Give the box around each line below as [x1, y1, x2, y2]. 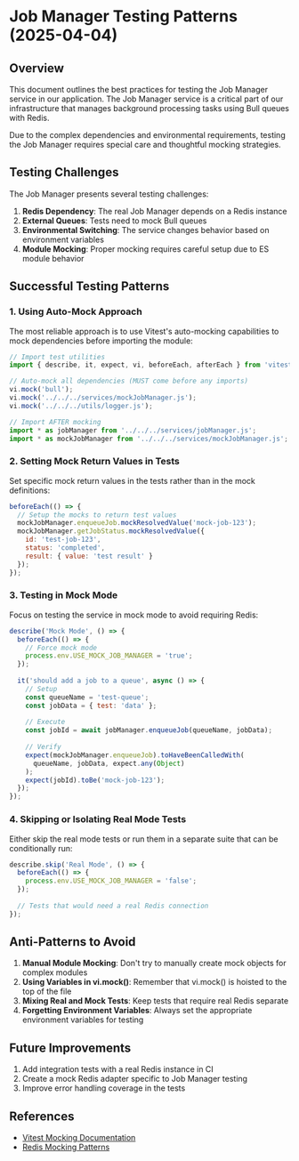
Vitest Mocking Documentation [21, 1133, 136, 1143]
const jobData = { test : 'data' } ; [25, 701, 158, 710]
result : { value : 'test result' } [25, 552, 153, 560]
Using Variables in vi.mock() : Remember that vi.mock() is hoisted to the [21, 977, 287, 988]
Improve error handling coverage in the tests [21, 1083, 186, 1093]
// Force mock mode [25, 643, 98, 652]
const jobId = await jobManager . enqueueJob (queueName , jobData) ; [25, 726, 273, 735]
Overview [9, 60, 65, 76]
